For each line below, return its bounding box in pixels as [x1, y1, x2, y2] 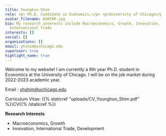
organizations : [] [5, 39, 43, 44]
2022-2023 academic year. [5, 77, 61, 83]
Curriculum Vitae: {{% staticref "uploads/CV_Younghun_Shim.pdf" [5, 96, 140, 102]
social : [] [5, 35, 28, 40]
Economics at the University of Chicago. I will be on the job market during [5, 72, 155, 78]
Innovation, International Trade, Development [12, 126, 105, 132]
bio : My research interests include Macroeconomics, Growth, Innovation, [5, 21, 161, 26]
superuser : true [5, 48, 39, 53]
